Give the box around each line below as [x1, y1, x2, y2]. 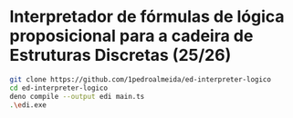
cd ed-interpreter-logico [9, 84, 108, 93]
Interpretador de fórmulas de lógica [9, 6, 285, 27]
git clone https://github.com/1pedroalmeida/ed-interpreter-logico [9, 74, 272, 84]
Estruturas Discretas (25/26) [9, 45, 232, 65]
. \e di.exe [9, 100, 47, 110]
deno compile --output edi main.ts [9, 92, 145, 101]
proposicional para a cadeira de [9, 25, 254, 46]
